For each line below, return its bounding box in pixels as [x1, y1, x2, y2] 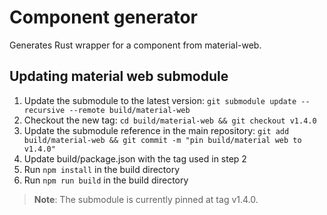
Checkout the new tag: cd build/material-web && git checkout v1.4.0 [23, 114, 317, 126]
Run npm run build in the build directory [23, 174, 189, 186]
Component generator [9, 6, 198, 29]
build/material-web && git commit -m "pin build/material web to [23, 135, 302, 145]
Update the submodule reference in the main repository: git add [23, 124, 290, 136]
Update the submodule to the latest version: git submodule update [23, 94, 297, 106]
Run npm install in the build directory [23, 163, 181, 175]
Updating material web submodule [9, 68, 229, 85]
